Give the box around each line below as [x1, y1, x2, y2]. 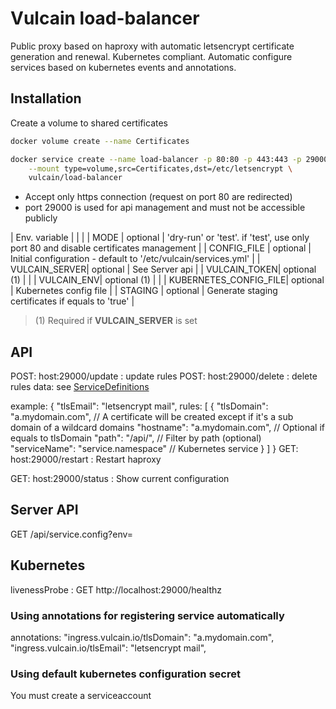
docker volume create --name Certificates [10, 136, 190, 146]
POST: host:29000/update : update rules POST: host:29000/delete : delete [10, 370, 318, 382]
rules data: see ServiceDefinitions [10, 381, 150, 393]
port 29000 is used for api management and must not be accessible [24, 202, 306, 214]
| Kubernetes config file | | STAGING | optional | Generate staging [10, 285, 278, 297]
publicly [24, 212, 58, 224]
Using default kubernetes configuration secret [10, 667, 241, 681]
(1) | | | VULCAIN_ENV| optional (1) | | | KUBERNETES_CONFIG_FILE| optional [10, 274, 325, 286]
